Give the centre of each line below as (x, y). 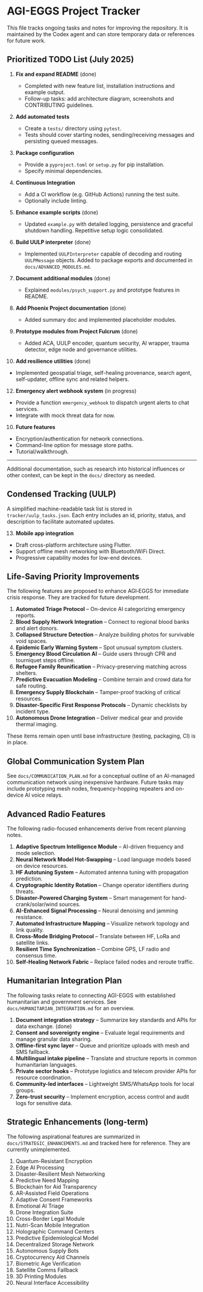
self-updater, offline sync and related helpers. (72, 379)
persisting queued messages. (61, 141)
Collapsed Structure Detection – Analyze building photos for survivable (105, 635)
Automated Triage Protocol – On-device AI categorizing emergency (100, 609)
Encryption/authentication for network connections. (80, 439)
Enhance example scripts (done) (57, 212)
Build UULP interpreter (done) (53, 242)
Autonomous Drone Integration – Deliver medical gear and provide (99, 718)
